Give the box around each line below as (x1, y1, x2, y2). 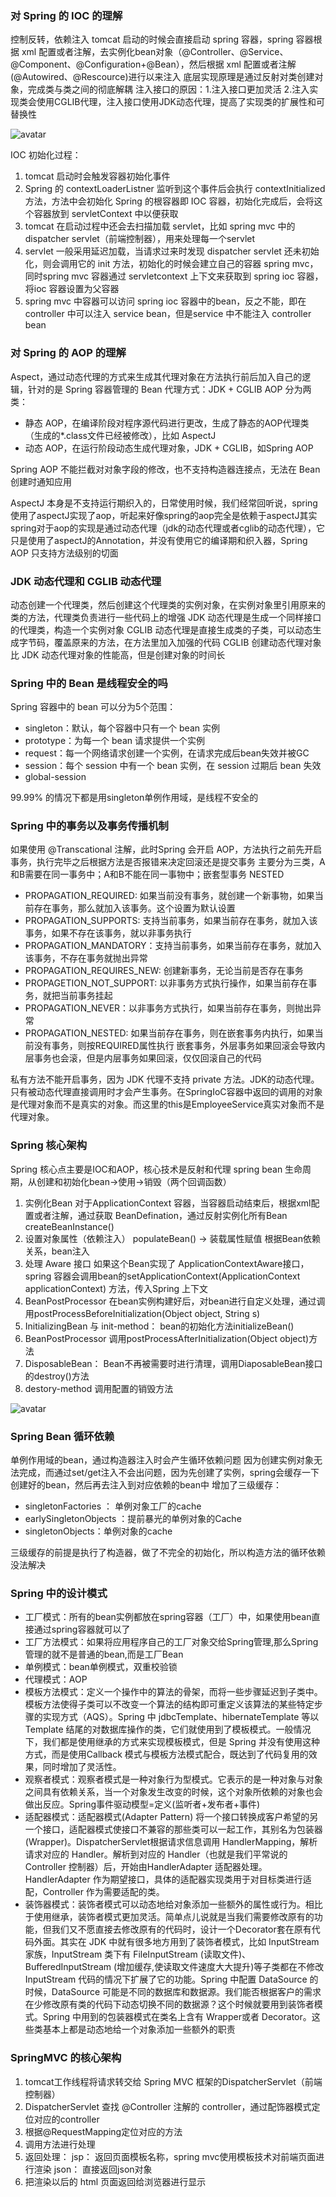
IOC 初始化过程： (10, 149, 82, 161)
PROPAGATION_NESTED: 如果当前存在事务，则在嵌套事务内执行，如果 (24, 1027, 315, 1039)
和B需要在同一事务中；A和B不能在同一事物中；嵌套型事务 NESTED (10, 868, 285, 881)
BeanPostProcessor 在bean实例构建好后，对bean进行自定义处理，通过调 (24, 1295, 326, 1307)
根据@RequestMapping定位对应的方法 (24, 2125, 183, 2137)
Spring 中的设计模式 (10, 1587, 108, 1600)
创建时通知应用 (10, 475, 72, 487)
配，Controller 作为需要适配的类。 (24, 1886, 165, 1898)
